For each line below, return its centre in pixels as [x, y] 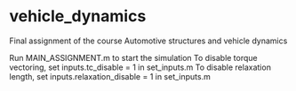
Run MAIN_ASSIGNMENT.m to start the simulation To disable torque [133, 57]
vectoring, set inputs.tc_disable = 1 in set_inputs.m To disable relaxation [140, 67]
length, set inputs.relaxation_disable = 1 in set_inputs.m [110, 76]
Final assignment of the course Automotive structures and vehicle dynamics [148, 41]
